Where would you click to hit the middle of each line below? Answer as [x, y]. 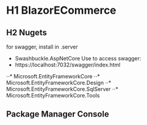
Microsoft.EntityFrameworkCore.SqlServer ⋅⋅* [62, 89]
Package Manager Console [58, 114]
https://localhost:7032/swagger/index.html [68, 65]
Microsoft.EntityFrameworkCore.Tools [53, 95]
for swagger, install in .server [42, 47]
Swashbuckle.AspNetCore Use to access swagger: [78, 58]
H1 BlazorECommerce [61, 10]
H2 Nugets [27, 33]
